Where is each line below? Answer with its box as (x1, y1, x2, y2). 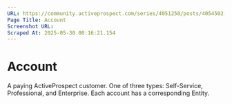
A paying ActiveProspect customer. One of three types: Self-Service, (7, 82, 204, 90)
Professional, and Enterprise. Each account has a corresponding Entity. (7, 89, 210, 97)
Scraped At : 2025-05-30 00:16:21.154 (7, 29, 116, 37)
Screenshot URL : (7, 23, 54, 30)
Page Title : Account (7, 17, 67, 23)
